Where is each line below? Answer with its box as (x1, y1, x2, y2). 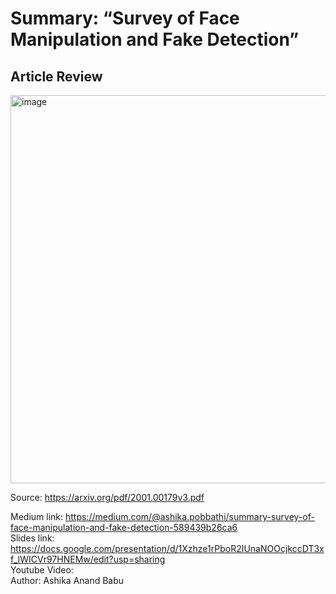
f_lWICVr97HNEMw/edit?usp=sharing (10, 553, 166, 565)
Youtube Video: (10, 564, 74, 576)
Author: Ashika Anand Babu (10, 575, 125, 586)
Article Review (10, 68, 103, 85)
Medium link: (10, 511, 64, 522)
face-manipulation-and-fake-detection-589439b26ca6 (10, 522, 238, 533)
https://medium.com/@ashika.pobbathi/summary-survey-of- (64, 511, 315, 522)
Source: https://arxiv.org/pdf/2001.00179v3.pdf (10, 492, 205, 503)
